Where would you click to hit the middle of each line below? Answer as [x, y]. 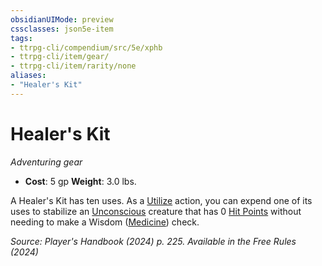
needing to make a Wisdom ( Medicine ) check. [105, 222]
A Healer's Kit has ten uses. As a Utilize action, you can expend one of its [161, 200]
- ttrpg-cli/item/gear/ [60, 57]
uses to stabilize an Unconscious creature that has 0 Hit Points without [156, 211]
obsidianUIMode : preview [62, 19]
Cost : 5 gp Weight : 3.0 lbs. [80, 181]
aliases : [28, 76]
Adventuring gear [46, 162]
